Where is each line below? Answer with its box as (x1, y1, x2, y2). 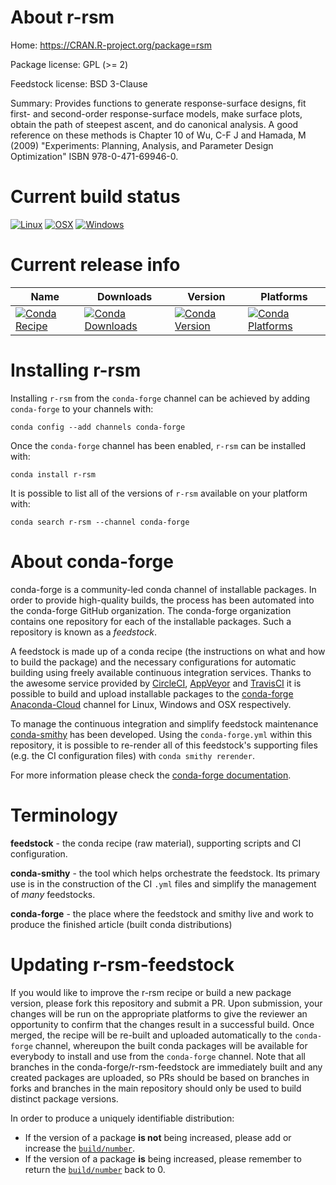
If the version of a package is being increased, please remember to (24, 1152, 302, 1165)
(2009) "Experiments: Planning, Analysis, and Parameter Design (10, 139, 274, 151)
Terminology (10, 804, 118, 826)
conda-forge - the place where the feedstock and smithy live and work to (10, 907, 314, 920)
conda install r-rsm (10, 469, 97, 480)
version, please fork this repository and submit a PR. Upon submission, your (10, 997, 323, 1009)
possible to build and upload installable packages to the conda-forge (10, 687, 294, 700)
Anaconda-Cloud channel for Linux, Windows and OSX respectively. (10, 698, 292, 710)
